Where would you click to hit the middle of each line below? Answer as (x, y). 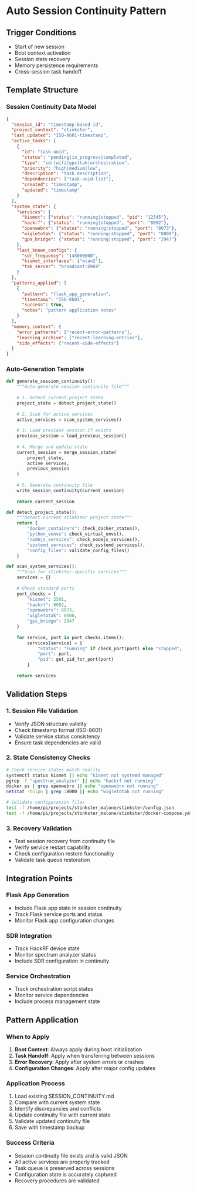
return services (37, 676)
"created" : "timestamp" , (52, 185)
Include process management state (57, 1001)
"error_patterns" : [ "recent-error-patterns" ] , (74, 332)
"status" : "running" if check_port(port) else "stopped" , (110, 649)
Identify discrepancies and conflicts (58, 1109)
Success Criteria (30, 1143)
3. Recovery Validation (39, 828)
